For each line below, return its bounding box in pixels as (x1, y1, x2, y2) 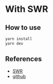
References (5, 55, 42, 63)
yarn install (5, 36, 32, 41)
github (12, 73, 26, 79)
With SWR (5, 3, 48, 15)
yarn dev (5, 41, 23, 46)
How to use (5, 23, 41, 32)
